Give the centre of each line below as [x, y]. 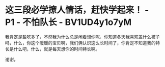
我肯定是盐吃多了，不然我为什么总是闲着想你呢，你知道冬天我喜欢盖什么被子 [82, 37]
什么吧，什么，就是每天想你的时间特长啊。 [56, 49]
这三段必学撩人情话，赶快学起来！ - [77, 10]
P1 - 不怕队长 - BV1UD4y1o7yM [68, 22]
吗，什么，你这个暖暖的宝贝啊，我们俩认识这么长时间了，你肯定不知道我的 [80, 43]
